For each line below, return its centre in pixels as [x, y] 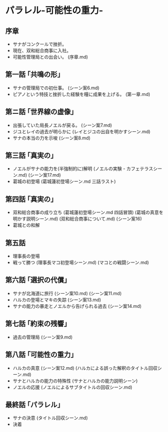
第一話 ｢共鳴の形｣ [33, 75]
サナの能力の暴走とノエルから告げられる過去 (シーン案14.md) [77, 306]
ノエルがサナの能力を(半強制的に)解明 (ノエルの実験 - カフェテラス [83, 169]
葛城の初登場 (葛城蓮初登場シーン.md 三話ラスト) [64, 181]
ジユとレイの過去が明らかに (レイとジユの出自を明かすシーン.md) [81, 131]
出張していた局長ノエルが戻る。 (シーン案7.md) [62, 125]
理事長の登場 [26, 256]
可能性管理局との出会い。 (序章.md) [50, 57]
